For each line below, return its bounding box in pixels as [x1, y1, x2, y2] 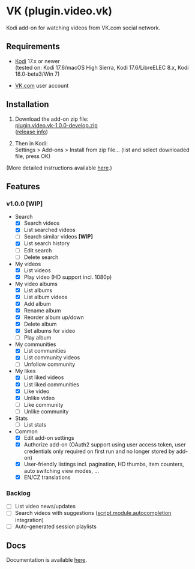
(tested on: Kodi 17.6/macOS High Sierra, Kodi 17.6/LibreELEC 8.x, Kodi [14, 64, 189, 71]
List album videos [23, 293, 68, 300]
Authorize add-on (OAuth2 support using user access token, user [23, 440, 186, 448]
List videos [23, 266, 51, 274]
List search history [23, 240, 70, 247]
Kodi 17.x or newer [14, 57, 60, 64]
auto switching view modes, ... [23, 467, 100, 475]
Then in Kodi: [14, 139, 48, 147]
